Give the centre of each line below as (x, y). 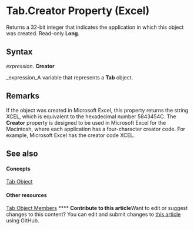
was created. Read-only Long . (43, 33)
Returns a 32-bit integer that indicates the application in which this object (95, 27)
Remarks (23, 96)
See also (22, 153)
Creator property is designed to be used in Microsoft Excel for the (86, 122)
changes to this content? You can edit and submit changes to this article (93, 214)
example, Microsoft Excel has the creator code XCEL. (71, 135)
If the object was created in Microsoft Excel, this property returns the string (97, 110)
